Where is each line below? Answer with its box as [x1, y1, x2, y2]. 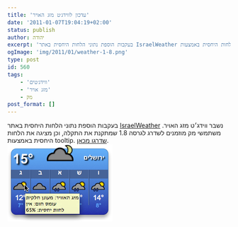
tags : [7, 71, 23, 78]
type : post [7, 57, 40, 64]
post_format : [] [7, 101, 55, 108]
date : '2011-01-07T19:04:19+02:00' [7, 18, 113, 26]
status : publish [7, 26, 55, 33]
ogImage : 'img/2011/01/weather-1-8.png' [7, 49, 129, 56]
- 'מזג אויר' [20, 86, 51, 93]
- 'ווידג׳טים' [20, 78, 51, 86]
